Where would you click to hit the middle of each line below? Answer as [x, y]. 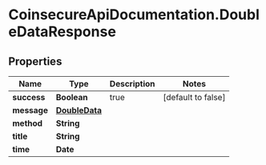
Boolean [72, 97]
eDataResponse [62, 32]
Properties [35, 61]
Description [132, 84]
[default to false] [194, 97]
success [29, 97]
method [27, 123]
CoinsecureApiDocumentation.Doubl [134, 15]
